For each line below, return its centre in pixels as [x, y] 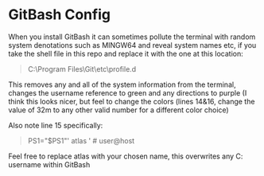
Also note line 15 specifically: [56, 125]
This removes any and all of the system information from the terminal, [122, 84]
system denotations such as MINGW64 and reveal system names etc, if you [132, 45]
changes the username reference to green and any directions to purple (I [128, 92]
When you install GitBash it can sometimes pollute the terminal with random [132, 37]
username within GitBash [49, 164]
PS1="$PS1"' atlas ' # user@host [81, 140]
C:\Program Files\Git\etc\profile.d [82, 68]
